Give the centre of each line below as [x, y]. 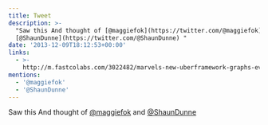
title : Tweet [30, 16]
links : [19, 53]
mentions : [25, 75]
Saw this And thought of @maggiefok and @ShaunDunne [102, 112]
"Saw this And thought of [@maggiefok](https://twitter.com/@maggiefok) [139, 30]
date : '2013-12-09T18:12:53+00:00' [67, 45]
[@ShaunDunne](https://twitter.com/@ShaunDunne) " [101, 38]
